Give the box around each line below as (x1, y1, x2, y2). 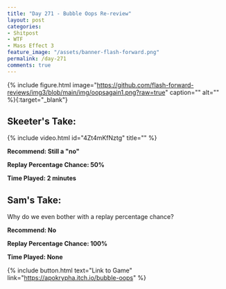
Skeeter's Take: (7, 116, 76, 128)
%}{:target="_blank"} (7, 95, 68, 104)
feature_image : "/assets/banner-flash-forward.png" (7, 49, 159, 56)
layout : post (7, 17, 45, 24)
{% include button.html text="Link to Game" (7, 266, 133, 274)
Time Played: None (7, 253, 63, 261)
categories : (7, 23, 42, 30)
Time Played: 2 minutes (7, 174, 76, 182)
